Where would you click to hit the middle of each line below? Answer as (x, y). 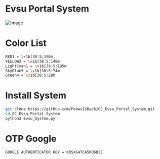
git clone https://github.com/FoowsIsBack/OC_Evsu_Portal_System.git (80, 109)
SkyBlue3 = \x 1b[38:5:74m (32, 71)
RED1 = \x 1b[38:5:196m (29, 57)
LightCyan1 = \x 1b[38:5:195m (36, 66)
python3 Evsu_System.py (30, 118)
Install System (36, 96)
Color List (26, 43)
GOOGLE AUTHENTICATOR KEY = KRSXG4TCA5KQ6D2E (54, 152)
